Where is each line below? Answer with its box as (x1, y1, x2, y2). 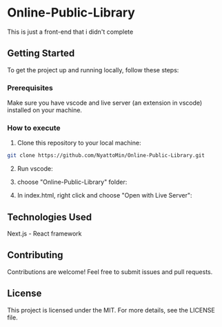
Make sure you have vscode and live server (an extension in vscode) (7, 98, 203, 107)
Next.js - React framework (7, 229, 82, 238)
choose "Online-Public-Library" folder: (17, 178, 128, 187)
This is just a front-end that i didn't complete (7, 28, 134, 36)
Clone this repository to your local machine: (17, 139, 141, 147)
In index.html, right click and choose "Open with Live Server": (17, 191, 192, 200)
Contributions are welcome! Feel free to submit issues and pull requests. (7, 267, 213, 276)
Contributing (7, 249, 63, 261)
